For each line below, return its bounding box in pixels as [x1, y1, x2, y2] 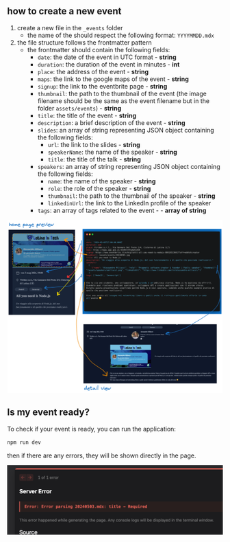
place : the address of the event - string [37, 67, 149, 76]
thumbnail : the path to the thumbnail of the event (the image [37, 89, 207, 98]
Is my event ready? [7, 407, 90, 418]
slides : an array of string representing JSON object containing [37, 126, 214, 134]
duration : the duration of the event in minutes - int [37, 60, 180, 68]
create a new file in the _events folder [16, 23, 123, 32]
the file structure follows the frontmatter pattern [16, 38, 152, 47]
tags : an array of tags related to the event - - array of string [37, 206, 207, 214]
